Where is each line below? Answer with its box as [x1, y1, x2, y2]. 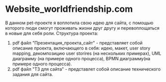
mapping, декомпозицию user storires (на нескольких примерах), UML [12, 50, 162, 56]
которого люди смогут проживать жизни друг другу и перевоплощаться [5, 25, 160, 31]
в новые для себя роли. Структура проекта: [5, 30, 98, 36]
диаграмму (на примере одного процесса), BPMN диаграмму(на [12, 55, 151, 61]
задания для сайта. [12, 71, 54, 77]
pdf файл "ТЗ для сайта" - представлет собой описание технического [12, 66, 161, 72]
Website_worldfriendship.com [5, 3, 133, 15]
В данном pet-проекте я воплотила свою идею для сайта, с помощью [5, 20, 154, 26]
